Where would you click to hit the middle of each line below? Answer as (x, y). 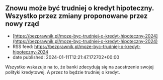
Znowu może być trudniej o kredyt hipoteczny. (80, 8)
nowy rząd (22, 24)
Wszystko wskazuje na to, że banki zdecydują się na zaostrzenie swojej (79, 66)
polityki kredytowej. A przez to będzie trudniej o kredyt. (63, 72)
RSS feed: (23, 46)
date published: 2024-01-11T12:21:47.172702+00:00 (66, 57)
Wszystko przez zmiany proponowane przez (76, 16)
